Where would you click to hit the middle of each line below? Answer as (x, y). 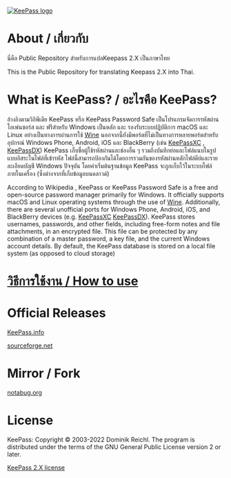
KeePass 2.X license (36, 467)
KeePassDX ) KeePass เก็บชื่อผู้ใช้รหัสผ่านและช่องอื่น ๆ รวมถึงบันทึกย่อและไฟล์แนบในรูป (112, 150)
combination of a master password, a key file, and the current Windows (109, 239)
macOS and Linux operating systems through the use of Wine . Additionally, (114, 202)
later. (14, 454)
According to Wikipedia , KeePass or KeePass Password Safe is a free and (113, 187)
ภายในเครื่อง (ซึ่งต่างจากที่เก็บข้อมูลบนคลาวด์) (58, 173)
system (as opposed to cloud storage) (61, 253)
